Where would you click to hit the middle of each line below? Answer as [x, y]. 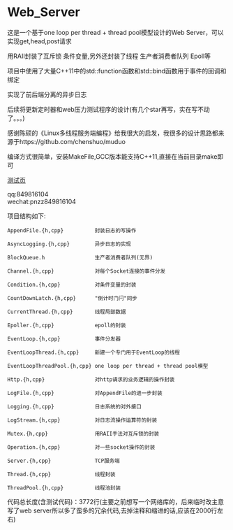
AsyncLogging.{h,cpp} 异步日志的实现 [69, 244]
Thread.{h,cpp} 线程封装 [62, 474]
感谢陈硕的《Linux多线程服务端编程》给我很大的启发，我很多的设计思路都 [113, 133]
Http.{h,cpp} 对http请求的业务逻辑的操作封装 [91, 379]
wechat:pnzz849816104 [42, 201]
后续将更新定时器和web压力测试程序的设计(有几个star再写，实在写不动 [109, 109]
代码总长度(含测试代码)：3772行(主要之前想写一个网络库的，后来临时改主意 [116, 501]
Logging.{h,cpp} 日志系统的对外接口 [74, 406]
